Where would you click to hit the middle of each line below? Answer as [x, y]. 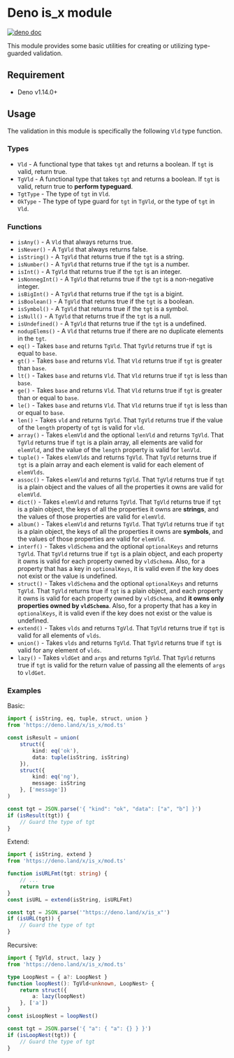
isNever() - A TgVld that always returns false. [82, 249]
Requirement [36, 75]
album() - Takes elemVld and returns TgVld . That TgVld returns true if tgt [121, 524]
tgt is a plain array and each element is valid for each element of [111, 465]
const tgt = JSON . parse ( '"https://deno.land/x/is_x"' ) [89, 912]
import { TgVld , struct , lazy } [54, 958]
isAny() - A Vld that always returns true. [75, 242]
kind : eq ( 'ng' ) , [56, 777]
